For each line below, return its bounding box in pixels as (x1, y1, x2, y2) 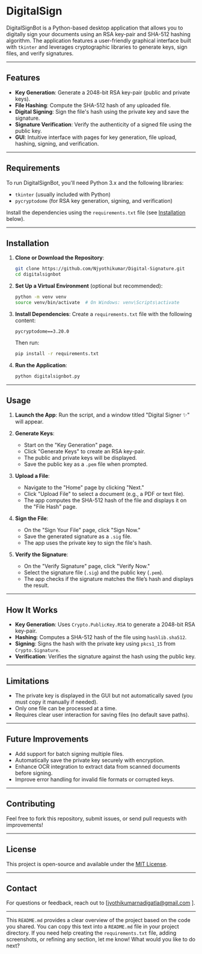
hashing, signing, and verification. (14, 140, 99, 147)
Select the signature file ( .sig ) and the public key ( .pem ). (23, 569, 164, 576)
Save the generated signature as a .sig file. (23, 533, 132, 540)
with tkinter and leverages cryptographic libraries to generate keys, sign (6, 43, 188, 51)
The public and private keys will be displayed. (23, 454, 137, 462)
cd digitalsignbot (14, 271, 61, 277)
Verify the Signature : (14, 551, 69, 558)
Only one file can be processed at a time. (14, 705, 117, 712)
